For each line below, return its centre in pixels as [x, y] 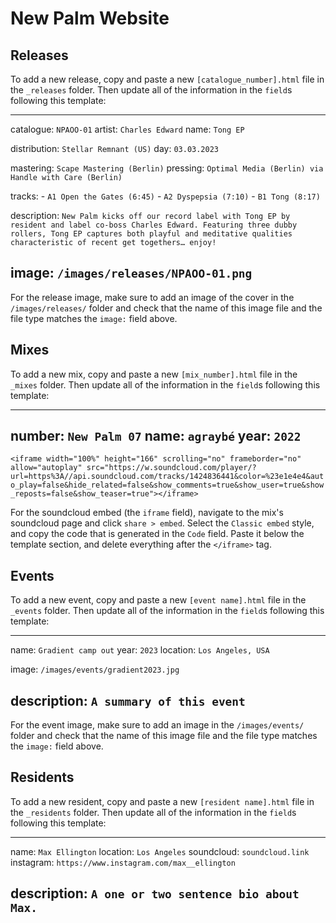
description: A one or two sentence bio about [155, 893]
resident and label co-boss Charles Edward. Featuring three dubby [154, 225]
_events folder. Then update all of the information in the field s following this [167, 611]
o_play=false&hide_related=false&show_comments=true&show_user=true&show [167, 485]
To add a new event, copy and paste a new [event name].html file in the [158, 600]
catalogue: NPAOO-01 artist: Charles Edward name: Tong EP [127, 129]
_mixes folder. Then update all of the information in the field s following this [165, 384]
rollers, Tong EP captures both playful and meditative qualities [151, 234]
